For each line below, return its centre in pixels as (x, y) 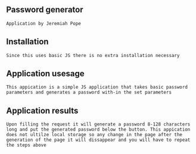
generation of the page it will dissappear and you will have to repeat (98, 140)
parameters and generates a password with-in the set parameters (89, 92)
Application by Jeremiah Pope (44, 23)
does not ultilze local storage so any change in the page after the (94, 135)
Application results (42, 110)
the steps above (26, 145)
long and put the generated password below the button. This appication (98, 130)
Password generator (45, 10)
